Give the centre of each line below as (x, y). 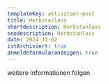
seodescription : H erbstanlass (51, 33)
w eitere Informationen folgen (49, 72)
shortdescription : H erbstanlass (54, 27)
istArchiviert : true (37, 46)
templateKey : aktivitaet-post (51, 14)
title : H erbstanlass (37, 20)
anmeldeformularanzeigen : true (53, 53)
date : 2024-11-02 (32, 40)
